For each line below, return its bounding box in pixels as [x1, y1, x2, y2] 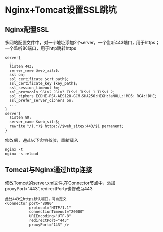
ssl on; [9, 72, 26, 77]
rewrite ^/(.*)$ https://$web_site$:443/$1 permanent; [9, 124, 124, 129]
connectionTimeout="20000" [29, 209, 84, 214]
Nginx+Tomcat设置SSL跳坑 [5, 4, 117, 16]
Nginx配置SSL [5, 25, 49, 34]
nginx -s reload [5, 151, 38, 156]
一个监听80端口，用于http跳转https [5, 46, 76, 51]
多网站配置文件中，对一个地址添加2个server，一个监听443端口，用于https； [5, 40, 160, 45]
